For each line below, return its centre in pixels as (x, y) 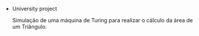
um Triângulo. (30, 27)
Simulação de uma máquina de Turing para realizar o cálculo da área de (103, 20)
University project (34, 9)
